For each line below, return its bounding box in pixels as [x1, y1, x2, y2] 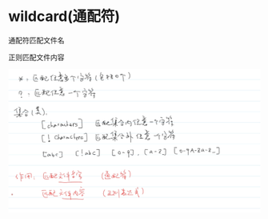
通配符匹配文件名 [8, 35, 65, 45]
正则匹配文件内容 [8, 52, 65, 62]
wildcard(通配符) [8, 7, 121, 26]
